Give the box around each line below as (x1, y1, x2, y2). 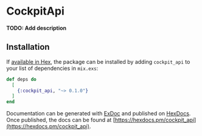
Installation (6, 42, 50, 52)
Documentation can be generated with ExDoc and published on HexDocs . (6, 110, 191, 117)
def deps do (6, 76, 37, 83)
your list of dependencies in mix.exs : (6, 64, 99, 72)
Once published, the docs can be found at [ (6, 117, 116, 124)
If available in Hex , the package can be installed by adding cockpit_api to (6, 58, 190, 65)
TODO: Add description (6, 24, 67, 32)
